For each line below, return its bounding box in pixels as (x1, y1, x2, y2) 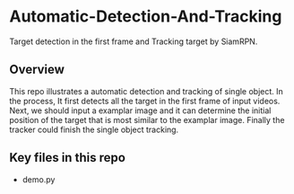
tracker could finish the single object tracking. (9, 124, 179, 135)
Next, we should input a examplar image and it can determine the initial (9, 105, 272, 116)
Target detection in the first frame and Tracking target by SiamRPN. (9, 36, 258, 47)
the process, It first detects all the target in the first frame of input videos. (9, 95, 281, 106)
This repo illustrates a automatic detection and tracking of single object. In (9, 85, 284, 96)
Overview (9, 62, 65, 77)
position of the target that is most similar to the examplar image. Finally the (9, 114, 285, 125)
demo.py (22, 173, 56, 185)
